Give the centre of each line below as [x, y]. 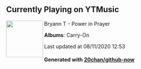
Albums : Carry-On [67, 35]
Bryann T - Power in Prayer [77, 23]
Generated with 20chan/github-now [89, 60]
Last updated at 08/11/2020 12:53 [85, 46]
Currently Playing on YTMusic [63, 10]
